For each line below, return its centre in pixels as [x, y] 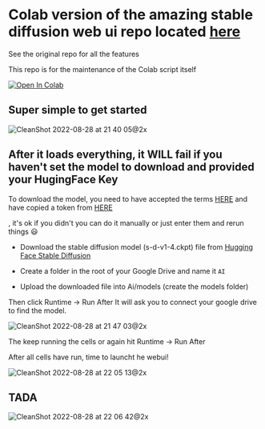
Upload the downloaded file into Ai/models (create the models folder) [134, 287]
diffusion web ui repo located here [124, 32]
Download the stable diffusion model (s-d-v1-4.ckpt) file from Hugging [137, 247]
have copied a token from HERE [61, 207]
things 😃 [23, 231]
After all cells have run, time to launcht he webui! [89, 357]
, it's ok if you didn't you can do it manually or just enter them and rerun [126, 223]
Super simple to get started [78, 110]
